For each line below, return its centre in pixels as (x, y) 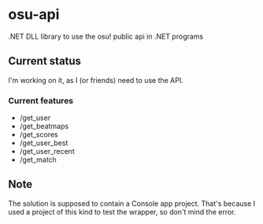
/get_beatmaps (44, 126)
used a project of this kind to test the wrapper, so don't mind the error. (122, 211)
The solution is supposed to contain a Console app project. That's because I (132, 203)
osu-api (34, 15)
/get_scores (39, 135)
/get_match (38, 160)
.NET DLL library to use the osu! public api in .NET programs (106, 36)
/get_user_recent (47, 151)
